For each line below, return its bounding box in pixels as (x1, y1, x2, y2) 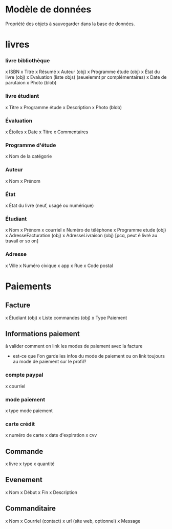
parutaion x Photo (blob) (5, 80, 57, 86)
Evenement (5, 475, 42, 484)
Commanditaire (5, 504, 56, 513)
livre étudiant (5, 93, 39, 100)
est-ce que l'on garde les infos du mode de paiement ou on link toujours (12, 353, 165, 359)
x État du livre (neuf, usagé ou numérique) (5, 202, 94, 208)
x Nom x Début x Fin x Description (5, 489, 78, 495)
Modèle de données (5, 4, 92, 15)
